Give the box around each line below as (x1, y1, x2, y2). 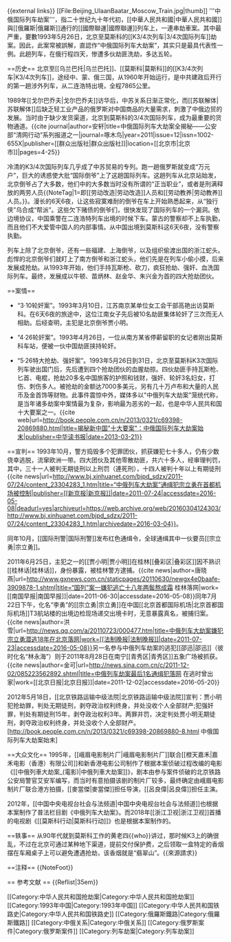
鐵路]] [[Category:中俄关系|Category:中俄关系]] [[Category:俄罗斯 (12, 919, 199, 926)
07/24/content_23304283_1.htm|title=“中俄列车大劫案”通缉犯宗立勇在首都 (7, 480, 215, 489)
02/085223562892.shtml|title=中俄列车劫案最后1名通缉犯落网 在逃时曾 (7, 670, 208, 677)
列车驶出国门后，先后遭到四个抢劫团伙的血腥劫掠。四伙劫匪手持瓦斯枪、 (16, 365, 222, 373)
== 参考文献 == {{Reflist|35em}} (7, 878, 98, 886)
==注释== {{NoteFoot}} (7, 863, 74, 871)
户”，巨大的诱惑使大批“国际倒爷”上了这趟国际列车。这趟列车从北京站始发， (7, 172, 220, 179)
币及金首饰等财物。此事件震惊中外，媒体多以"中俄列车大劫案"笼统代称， (16, 391, 222, 399)
